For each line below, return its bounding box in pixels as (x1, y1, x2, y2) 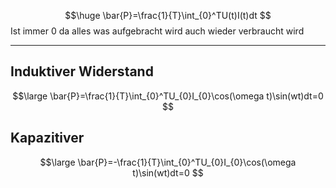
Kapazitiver (10, 130, 85, 147)
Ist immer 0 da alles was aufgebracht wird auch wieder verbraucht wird (10, 25, 305, 37)
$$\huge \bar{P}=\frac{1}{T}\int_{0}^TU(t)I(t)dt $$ (64, 10, 272, 21)
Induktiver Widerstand (10, 63, 154, 80)
